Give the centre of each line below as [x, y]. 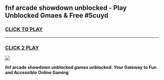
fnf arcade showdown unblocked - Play [66, 8]
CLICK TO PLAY [24, 30]
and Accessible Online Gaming [37, 72]
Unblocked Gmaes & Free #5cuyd [57, 16]
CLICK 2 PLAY [22, 48]
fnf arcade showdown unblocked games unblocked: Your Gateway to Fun [81, 67]
